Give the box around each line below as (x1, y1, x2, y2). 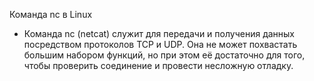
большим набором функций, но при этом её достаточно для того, (23, 49, 306, 61)
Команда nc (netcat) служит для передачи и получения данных (23, 28, 296, 39)
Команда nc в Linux (9, 9, 93, 20)
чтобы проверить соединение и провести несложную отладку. (23, 60, 294, 71)
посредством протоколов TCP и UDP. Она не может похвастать (23, 39, 298, 50)
